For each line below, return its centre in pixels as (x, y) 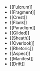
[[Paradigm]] (22, 28)
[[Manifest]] (22, 59)
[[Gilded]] (19, 33)
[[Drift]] (17, 64)
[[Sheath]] (20, 38)
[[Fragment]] (22, 12)
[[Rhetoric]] (21, 48)
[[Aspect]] (20, 53)
